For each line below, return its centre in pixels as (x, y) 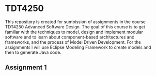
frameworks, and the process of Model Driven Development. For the (73, 42)
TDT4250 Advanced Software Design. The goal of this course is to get (75, 26)
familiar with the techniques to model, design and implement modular (74, 32)
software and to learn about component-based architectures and (70, 37)
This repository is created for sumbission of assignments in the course (76, 22)
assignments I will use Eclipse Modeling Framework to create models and (78, 47)
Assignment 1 (26, 68)
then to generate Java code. (33, 52)
